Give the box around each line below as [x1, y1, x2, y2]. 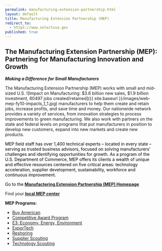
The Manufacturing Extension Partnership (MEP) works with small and [5, 85, 146, 91]
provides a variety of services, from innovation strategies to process [5, 111, 142, 117]
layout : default [5, 12, 38, 17]
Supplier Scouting [12, 235, 48, 241]
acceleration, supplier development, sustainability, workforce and [5, 167, 136, 172]
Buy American [12, 209, 41, 215]
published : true [5, 30, 38, 34]
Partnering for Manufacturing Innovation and [5, 55, 144, 64]
